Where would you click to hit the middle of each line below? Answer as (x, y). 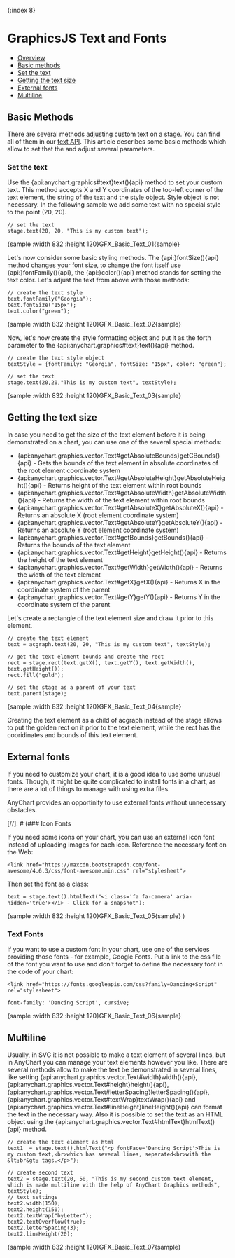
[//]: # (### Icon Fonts (39, 823)
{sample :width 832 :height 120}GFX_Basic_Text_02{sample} (94, 324)
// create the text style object (56, 358)
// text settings (33, 1197)
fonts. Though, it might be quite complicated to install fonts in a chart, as (112, 781)
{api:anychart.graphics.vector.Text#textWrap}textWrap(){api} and (101, 1099)
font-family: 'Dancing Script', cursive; (69, 1003)
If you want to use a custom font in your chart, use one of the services (108, 949)
